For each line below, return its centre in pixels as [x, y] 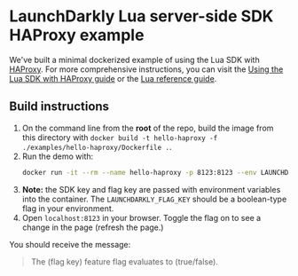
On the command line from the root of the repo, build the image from [148, 128]
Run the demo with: [58, 156]
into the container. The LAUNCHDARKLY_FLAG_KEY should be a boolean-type [154, 199]
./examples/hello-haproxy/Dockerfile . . [97, 146]
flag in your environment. [68, 208]
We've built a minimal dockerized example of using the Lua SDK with [134, 59]
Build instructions [59, 107]
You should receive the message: [70, 244]
